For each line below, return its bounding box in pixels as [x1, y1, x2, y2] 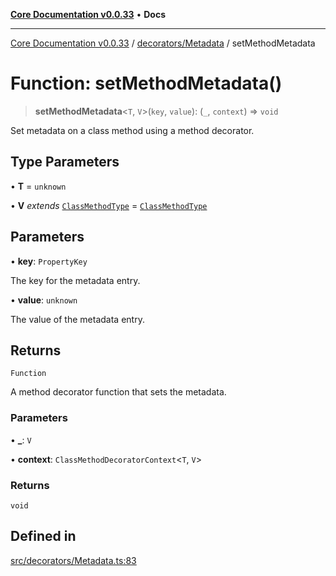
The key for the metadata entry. [10, 274, 141, 286]
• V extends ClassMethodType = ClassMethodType [10, 199, 208, 211]
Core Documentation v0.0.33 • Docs [10, 9, 166, 20]
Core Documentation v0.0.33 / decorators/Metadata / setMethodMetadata [10, 37, 316, 49]
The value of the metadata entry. [10, 313, 145, 325]
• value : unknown [10, 294, 78, 306]
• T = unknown [10, 180, 67, 192]
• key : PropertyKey [10, 255, 88, 267]
